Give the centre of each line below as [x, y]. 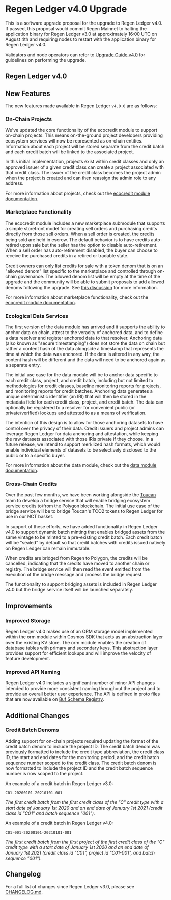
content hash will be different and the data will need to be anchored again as [85, 360]
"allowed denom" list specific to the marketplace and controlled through [81, 271]
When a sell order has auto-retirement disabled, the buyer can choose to [81, 250]
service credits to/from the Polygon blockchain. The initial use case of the [83, 506]
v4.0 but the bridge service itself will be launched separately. [69, 590]
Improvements [29, 606]
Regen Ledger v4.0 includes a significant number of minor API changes [80, 683]
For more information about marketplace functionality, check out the [77, 297]
